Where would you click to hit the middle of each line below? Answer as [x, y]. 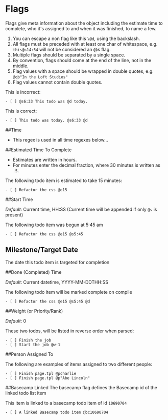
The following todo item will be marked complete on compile [69, 292]
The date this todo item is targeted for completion [57, 262]
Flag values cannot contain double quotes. [57, 82]
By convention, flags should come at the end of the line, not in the [82, 60]
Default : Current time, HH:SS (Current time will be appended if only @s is [81, 209]
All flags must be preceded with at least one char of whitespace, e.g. [85, 44]
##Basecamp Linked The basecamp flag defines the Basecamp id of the [81, 387]
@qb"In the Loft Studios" [40, 77]
